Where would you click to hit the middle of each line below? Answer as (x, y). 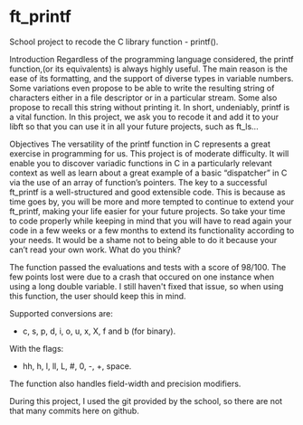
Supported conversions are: (61, 313)
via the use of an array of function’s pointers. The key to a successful (138, 182)
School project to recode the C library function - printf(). (114, 42)
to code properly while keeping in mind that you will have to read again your (151, 221)
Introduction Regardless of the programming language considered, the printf (151, 59)
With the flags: (37, 348)
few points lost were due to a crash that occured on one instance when (142, 277)
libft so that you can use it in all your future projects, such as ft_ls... (134, 126)
